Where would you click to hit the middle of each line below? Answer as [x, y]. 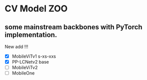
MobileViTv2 [25, 68]
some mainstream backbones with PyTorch [74, 27]
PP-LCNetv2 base [30, 62]
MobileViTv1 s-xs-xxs [34, 56]
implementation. [31, 35]
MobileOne [23, 73]
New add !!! [16, 47]
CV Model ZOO [36, 9]
